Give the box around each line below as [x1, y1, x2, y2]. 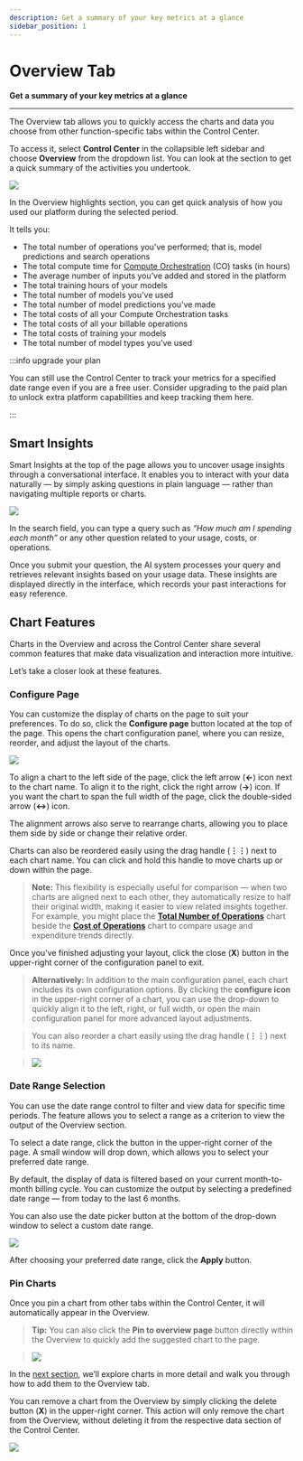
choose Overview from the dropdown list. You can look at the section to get [9, 153, 291, 164]
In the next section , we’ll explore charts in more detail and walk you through [9, 1368, 290, 1379]
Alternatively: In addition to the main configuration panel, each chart [31, 975, 289, 986]
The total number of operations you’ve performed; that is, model [22, 241, 262, 253]
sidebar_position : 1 [9, 22, 87, 31]
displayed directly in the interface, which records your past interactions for [9, 579, 287, 590]
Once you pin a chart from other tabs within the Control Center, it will [9, 1297, 265, 1308]
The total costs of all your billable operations [22, 318, 188, 330]
